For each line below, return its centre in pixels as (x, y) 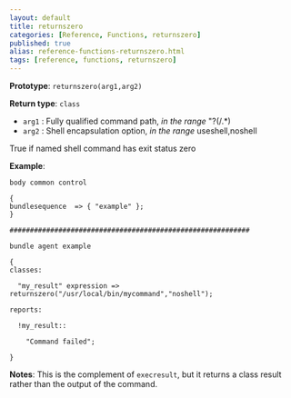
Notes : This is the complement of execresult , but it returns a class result (145, 374)
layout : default (40, 18)
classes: (26, 270)
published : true (40, 43)
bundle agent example (50, 246)
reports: (26, 310)
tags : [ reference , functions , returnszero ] (93, 60)
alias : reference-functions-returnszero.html (97, 52)
